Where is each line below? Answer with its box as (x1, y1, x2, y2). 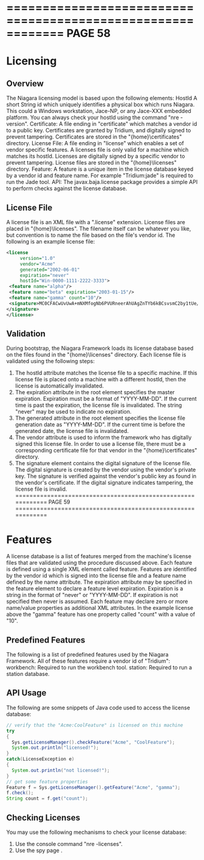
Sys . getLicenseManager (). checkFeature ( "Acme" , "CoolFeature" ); (12, 739, 175, 745)
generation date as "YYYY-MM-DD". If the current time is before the (15, 421, 185, 428)
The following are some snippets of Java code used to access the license (6, 704, 190, 711)
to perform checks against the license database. (6, 185, 127, 192)
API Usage (6, 688, 47, 698)
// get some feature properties (6, 779, 88, 785)
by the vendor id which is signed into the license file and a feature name (6, 572, 186, 579)
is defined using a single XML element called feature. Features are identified (6, 565, 197, 573)
